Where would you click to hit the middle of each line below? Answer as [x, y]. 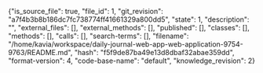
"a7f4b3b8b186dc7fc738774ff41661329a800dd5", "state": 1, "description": [129, 19]
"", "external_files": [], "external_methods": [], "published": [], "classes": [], [129, 28]
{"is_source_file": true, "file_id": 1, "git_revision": [86, 11]
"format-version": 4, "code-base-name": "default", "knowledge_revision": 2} [131, 61]
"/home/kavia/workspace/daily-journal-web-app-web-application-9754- [126, 44]
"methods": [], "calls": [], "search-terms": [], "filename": [99, 36]
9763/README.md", [40, 52]
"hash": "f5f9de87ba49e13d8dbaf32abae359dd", [154, 52]
